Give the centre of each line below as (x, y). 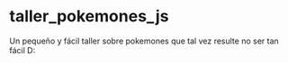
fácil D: (22, 50)
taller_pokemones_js (89, 16)
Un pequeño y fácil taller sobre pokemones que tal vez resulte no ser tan (144, 41)
